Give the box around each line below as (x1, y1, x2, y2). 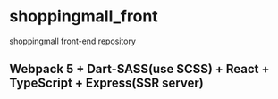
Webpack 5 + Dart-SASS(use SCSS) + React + (9, 62, 270, 77)
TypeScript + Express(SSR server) (9, 76, 204, 91)
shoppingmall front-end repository (9, 36, 137, 46)
